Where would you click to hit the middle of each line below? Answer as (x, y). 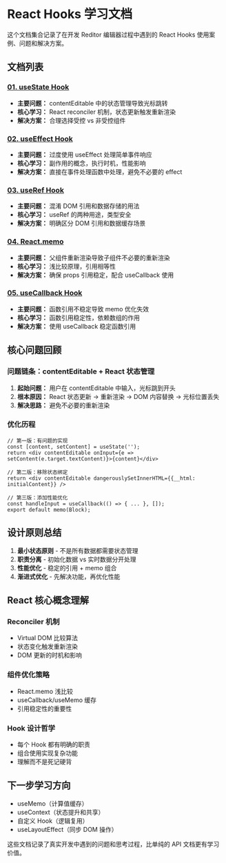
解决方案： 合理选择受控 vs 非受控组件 (71, 120)
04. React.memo (35, 242)
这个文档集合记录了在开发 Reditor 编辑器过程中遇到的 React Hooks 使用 (108, 35)
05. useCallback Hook (45, 293)
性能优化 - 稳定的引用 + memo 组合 (67, 568)
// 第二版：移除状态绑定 (38, 472)
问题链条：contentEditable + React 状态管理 (81, 371)
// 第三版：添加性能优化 (38, 498)
